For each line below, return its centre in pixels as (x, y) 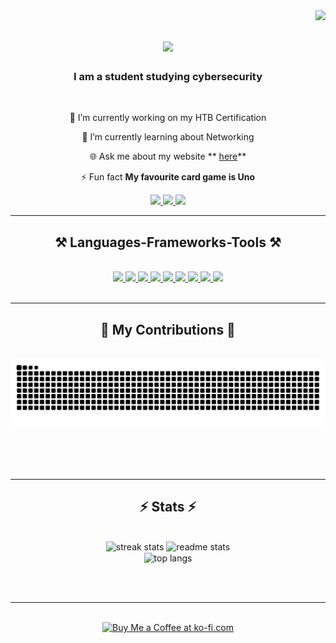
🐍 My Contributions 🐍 (168, 329)
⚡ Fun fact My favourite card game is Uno (168, 177)
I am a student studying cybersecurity (168, 77)
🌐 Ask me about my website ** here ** (168, 156)
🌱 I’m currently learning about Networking (168, 137)
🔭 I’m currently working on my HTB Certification (168, 118)
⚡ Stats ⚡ (168, 507)
